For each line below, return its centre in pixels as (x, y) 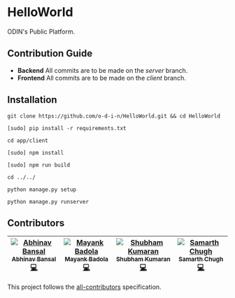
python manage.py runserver (48, 201)
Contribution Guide (50, 54)
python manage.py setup (42, 190)
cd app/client (28, 141)
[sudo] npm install (36, 152)
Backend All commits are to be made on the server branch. (102, 70)
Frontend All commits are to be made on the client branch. (102, 78)
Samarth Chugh (201, 259)
